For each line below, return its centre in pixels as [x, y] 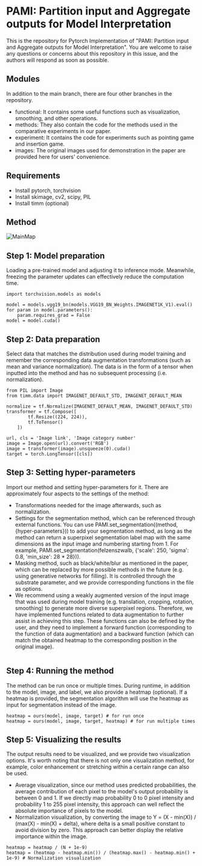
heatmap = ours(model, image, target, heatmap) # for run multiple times [101, 721]
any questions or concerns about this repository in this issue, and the [92, 53]
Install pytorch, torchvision [48, 190]
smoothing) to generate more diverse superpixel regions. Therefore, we [104, 608]
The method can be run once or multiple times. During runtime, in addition [98, 685]
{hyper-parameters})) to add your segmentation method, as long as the [103, 531]
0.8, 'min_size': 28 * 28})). [48, 556]
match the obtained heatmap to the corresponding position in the [96, 640]
